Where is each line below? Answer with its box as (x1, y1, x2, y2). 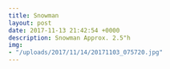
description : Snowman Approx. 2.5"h (8, 33, 131, 42)
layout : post (8, 19, 52, 27)
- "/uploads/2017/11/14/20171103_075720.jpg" (8, 48, 163, 56)
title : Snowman (8, 11, 59, 20)
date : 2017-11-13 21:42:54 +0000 (8, 26, 120, 34)
